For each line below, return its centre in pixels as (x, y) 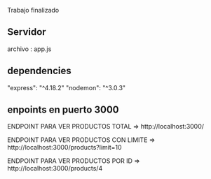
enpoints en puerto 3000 (63, 110)
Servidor (27, 32)
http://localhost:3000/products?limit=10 (64, 148)
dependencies (39, 71)
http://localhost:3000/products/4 (55, 169)
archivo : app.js (29, 49)
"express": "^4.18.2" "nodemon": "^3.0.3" (67, 87)
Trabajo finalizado (33, 10)
